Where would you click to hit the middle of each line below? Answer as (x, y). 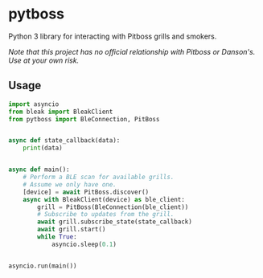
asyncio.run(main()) (43, 266)
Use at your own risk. (44, 60)
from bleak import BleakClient (61, 112)
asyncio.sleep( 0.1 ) (84, 244)
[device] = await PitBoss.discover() (86, 192)
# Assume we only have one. (70, 184)
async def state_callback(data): (64, 141)
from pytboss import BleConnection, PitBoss (84, 119)
